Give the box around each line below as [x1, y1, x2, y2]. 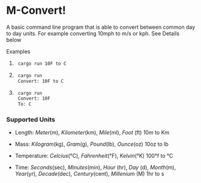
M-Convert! [6, 4, 66, 17]
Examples [6, 47, 31, 55]
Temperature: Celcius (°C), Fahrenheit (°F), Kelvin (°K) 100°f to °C [14, 152, 173, 160]
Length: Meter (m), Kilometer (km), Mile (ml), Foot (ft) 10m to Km [14, 129, 170, 136]
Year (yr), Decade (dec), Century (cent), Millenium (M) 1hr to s [14, 170, 164, 178]
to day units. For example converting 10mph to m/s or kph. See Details [6, 29, 180, 37]
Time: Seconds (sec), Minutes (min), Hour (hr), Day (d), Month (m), [14, 164, 176, 171]
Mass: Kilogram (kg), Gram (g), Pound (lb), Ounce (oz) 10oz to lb [14, 140, 169, 148]
